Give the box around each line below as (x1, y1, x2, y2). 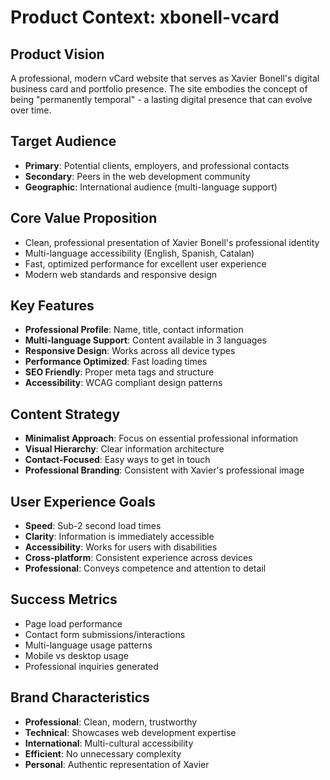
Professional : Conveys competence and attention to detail (24, 562, 267, 575)
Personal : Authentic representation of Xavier (24, 758, 210, 770)
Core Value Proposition (10, 210, 158, 227)
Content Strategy (10, 406, 121, 423)
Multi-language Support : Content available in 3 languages (24, 334, 267, 346)
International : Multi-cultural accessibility (24, 737, 194, 749)
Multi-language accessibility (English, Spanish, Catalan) (24, 247, 255, 259)
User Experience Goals (10, 493, 157, 510)
